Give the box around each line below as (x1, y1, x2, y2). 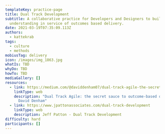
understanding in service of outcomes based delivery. (9, 21, 124, 26)
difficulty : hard (5, 116, 41, 122)
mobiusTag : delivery (5, 53, 48, 58)
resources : (5, 80, 27, 85)
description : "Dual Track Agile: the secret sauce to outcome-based (14, 94, 157, 99)
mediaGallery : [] (5, 76, 41, 80)
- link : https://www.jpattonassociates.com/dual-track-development (9, 103, 151, 108)
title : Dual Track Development (5, 12, 69, 17)
